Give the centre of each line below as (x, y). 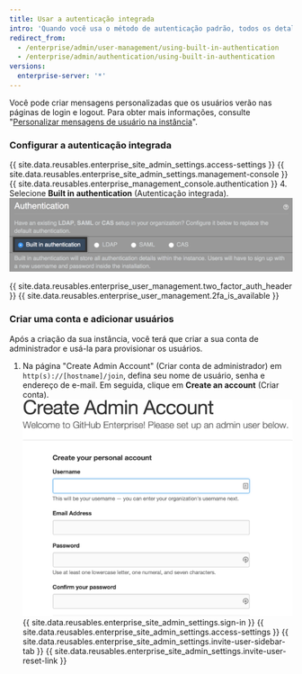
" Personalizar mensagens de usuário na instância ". (103, 121)
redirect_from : (38, 38)
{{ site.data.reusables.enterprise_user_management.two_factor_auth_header (151, 286)
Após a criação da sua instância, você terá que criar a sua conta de (134, 338)
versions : (28, 67)
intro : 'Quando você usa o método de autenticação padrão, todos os (140, 28)
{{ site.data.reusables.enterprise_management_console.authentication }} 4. (148, 184)
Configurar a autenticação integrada (91, 145)
